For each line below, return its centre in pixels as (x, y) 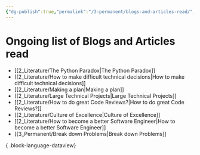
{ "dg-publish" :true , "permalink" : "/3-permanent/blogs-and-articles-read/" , (101, 12)
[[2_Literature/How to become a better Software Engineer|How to (95, 121)
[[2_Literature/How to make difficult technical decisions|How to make (99, 77)
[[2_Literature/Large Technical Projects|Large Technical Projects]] (95, 95)
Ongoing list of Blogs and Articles (90, 41)
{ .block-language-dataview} (41, 145)
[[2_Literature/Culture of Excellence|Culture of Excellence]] (87, 114)
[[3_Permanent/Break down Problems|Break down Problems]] (90, 134)
